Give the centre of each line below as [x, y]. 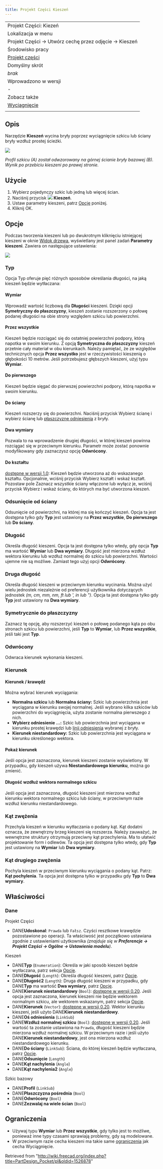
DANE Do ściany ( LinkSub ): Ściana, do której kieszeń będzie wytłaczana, [84, 1048]
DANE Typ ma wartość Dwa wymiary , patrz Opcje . [63, 986]
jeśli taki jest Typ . [23, 634]
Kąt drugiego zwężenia [33, 860]
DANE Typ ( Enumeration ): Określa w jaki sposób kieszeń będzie [75, 965]
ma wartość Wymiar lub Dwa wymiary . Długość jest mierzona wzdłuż [75, 551]
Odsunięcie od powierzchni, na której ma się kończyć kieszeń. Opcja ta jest [81, 512]
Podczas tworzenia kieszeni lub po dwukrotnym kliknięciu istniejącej [74, 236]
